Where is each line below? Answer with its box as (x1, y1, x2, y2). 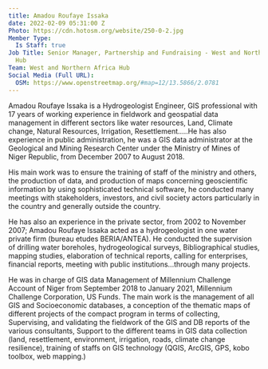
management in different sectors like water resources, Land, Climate (8, 118, 233, 127)
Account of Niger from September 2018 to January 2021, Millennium (8, 283, 233, 293)
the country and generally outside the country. (8, 201, 161, 211)
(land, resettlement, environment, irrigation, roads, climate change (8, 334, 226, 344)
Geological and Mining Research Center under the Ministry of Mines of (8, 143, 241, 153)
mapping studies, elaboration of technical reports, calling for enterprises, (8, 251, 249, 260)
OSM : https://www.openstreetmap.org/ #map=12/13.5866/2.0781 (15, 78, 219, 86)
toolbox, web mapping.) (8, 351, 86, 361)
